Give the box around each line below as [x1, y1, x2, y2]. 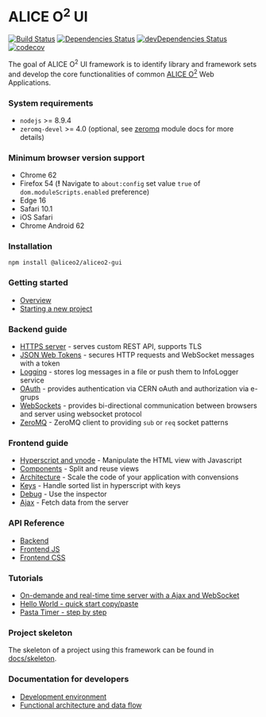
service [19, 375, 45, 386]
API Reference [8, 517, 65, 529]
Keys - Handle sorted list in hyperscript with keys [19, 481, 181, 490]
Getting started [8, 277, 69, 289]
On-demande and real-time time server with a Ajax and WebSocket [19, 590, 240, 600]
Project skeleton [8, 627, 73, 638]
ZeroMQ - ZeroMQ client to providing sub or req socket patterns [19, 418, 229, 428]
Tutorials [8, 572, 44, 583]
